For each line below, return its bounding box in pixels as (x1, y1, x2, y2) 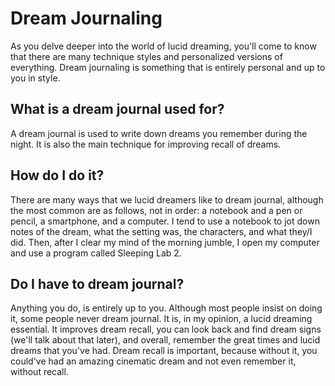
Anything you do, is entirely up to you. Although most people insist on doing (10, 302, 323, 314)
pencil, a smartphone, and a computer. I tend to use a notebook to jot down (10, 215, 320, 227)
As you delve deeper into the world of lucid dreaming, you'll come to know (10, 40, 317, 52)
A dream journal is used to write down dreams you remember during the (10, 127, 308, 139)
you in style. (10, 72, 61, 84)
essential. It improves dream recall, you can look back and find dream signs (10, 323, 322, 336)
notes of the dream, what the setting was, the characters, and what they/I (10, 225, 313, 237)
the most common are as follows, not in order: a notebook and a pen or (10, 204, 303, 216)
